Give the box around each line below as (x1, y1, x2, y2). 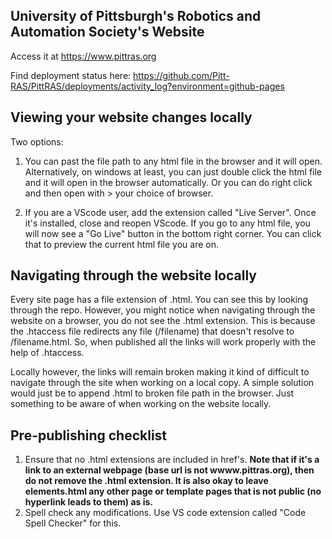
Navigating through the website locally (10, 267, 257, 284)
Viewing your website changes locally (10, 109, 253, 126)
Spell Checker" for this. (24, 517, 122, 529)
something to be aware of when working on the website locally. (10, 398, 272, 410)
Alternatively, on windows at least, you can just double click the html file (24, 165, 323, 178)
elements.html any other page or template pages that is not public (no (24, 485, 322, 498)
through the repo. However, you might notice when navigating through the (10, 304, 316, 316)
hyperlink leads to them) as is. (24, 496, 153, 508)
